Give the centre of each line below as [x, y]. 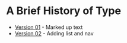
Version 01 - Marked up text [49, 27]
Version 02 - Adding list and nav [54, 33]
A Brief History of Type [64, 11]
